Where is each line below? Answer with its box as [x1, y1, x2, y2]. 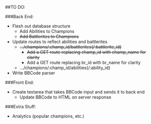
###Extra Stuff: [5, 104, 36, 109]
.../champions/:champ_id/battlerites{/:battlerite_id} [19, 44, 122, 50]
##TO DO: [5, 4, 25, 10]
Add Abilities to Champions [19, 28, 75, 34]
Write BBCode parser [12, 70, 55, 75]
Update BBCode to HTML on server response [19, 94, 111, 100]
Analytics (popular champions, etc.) [12, 113, 84, 119]
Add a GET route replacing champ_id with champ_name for [26, 49, 146, 55]
